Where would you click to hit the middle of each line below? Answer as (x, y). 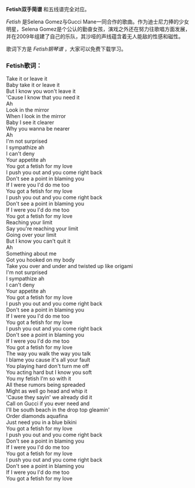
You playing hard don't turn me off (48, 366)
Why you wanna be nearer (38, 129)
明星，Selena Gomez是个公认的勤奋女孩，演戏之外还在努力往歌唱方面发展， (98, 29)
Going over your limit (31, 235)
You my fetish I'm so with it (39, 379)
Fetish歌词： (24, 65)
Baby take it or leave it (33, 85)
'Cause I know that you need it (43, 98)
